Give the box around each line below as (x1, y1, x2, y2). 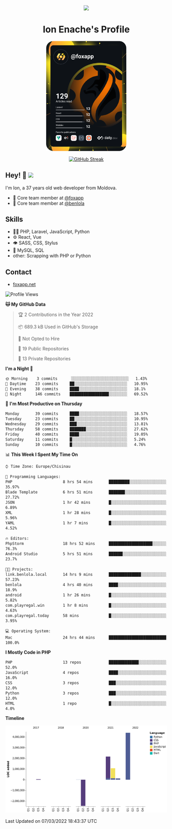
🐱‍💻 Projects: (5, 567, 33, 572)
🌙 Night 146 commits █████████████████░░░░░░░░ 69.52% (5, 392, 148, 397)
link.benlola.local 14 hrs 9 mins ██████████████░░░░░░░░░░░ (5, 572, 167, 577)
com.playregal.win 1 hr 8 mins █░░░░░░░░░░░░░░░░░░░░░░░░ (5, 603, 167, 608)
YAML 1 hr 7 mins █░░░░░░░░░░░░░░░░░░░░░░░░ (5, 521, 167, 526)
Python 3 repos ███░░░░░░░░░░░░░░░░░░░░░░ (5, 691, 167, 696)
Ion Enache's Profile (43, 24, 130, 36)
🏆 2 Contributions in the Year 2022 (17, 311, 93, 318)
